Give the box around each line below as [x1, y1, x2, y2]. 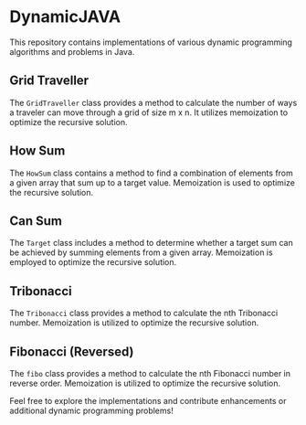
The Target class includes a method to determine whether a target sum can [9, 238, 294, 249]
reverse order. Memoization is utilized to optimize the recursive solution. [9, 377, 281, 388]
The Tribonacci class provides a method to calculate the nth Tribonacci [9, 308, 279, 319]
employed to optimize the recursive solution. [9, 257, 177, 268]
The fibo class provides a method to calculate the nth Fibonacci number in [9, 368, 290, 378]
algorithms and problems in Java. [9, 46, 135, 57]
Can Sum [9, 213, 62, 228]
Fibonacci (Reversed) [9, 344, 134, 359]
